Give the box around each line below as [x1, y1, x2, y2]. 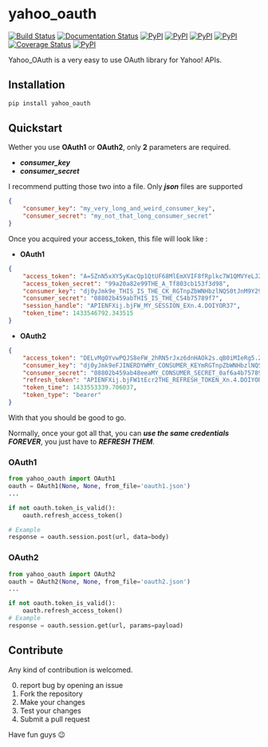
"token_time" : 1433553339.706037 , [22, 383, 137, 391]
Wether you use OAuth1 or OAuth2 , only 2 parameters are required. [8, 143, 231, 152]
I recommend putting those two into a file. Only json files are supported [8, 182, 243, 191]
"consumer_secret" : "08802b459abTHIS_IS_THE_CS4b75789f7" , [22, 294, 223, 303]
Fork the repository [19, 689, 84, 698]
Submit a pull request [19, 714, 90, 724]
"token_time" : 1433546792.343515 [22, 309, 134, 317]
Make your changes [19, 697, 85, 706]
